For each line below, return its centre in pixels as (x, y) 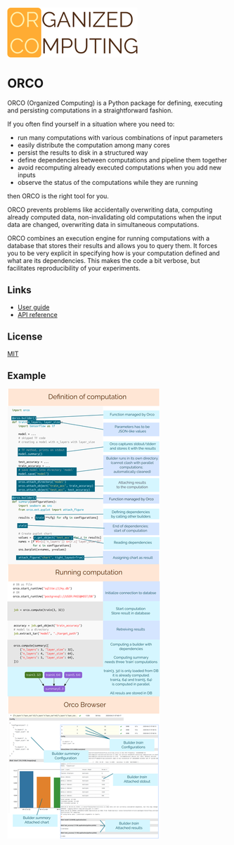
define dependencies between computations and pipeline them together (122, 160)
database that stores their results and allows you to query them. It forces (112, 245)
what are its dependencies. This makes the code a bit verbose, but (104, 260)
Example (27, 376)
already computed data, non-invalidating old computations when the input (115, 217)
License (25, 337)
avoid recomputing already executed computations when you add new (119, 167)
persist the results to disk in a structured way (83, 153)
